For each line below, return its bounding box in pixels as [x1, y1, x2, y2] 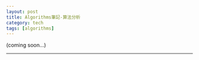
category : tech [6, 20, 44, 26]
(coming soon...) [6, 42, 46, 49]
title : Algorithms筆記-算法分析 [6, 14, 81, 20]
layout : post [6, 8, 38, 15]
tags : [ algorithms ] [6, 25, 54, 31]
